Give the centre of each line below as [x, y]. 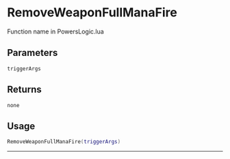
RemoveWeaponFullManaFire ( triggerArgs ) [64, 142]
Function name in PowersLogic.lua [55, 31]
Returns [25, 90]
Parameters [33, 53]
